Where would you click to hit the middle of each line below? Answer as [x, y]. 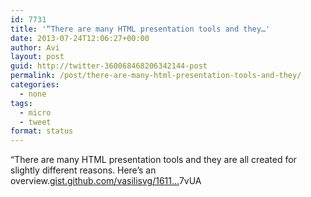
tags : [21, 103]
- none [33, 94]
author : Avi [35, 47]
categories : [35, 85]
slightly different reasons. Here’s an [83, 170]
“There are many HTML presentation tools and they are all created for [153, 160]
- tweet [35, 122]
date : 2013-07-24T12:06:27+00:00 [80, 38]
